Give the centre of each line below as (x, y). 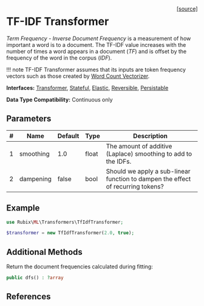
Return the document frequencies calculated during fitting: (80, 266)
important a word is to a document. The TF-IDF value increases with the (96, 44)
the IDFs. (119, 161)
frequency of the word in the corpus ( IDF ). (59, 58)
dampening (35, 179)
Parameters (29, 119)
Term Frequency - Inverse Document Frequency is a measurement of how (99, 38)
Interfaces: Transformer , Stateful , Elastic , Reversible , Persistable (87, 88)
